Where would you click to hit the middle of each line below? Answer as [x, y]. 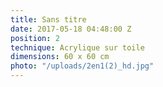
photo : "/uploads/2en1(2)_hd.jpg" [82, 66]
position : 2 [35, 38]
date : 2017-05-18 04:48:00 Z [71, 29]
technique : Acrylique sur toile [77, 47]
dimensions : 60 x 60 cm [60, 57]
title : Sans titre [48, 19]
